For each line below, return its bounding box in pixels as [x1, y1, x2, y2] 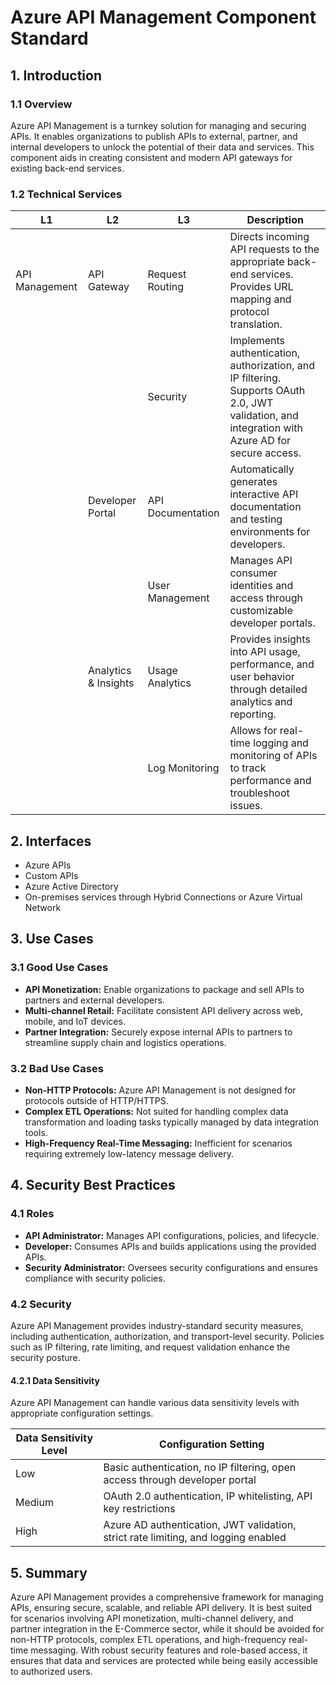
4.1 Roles [10, 1207, 55, 1221]
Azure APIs [24, 859, 72, 871]
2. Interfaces [10, 832, 92, 850]
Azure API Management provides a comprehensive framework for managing [10, 1591, 324, 1603]
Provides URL [229, 280, 294, 294]
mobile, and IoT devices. [24, 1015, 126, 1027]
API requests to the [229, 242, 320, 256]
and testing [229, 512, 283, 526]
